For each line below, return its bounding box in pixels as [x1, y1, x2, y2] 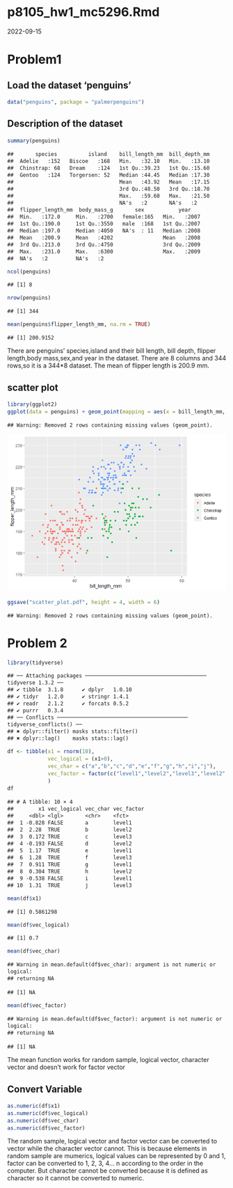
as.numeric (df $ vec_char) [7, 1117, 79, 1124]
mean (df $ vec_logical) [7, 921, 70, 928]
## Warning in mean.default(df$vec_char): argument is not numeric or [7, 961, 216, 968]
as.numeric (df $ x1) [7, 1102, 61, 1109]
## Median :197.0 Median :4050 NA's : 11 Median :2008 [7, 227, 200, 234]
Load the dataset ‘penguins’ [7, 79, 131, 91]
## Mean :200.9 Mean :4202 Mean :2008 [7, 234, 200, 241]
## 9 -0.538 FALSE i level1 [7, 875, 132, 882]
